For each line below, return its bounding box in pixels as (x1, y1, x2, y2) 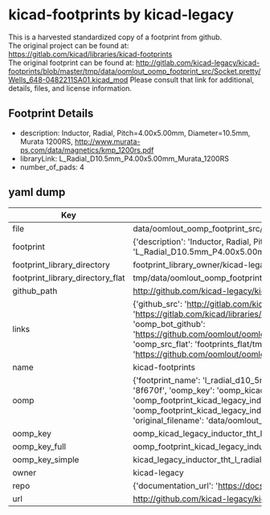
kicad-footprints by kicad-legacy (8, 6, 235, 24)
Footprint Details (8, 107, 94, 121)
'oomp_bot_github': (132, 318, 206, 329)
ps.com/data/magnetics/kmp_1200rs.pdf (19, 145, 154, 154)
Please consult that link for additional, (129, 75, 255, 84)
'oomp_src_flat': (132, 338, 193, 349)
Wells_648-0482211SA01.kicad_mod (8, 75, 129, 84)
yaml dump (8, 186, 66, 199)
